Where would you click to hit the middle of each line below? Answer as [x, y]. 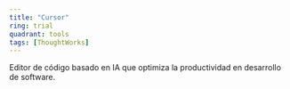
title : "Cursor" [39, 17]
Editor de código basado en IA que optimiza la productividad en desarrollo [145, 68]
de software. [32, 77]
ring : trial [31, 26]
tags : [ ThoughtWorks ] [49, 42]
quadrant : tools [39, 34]
